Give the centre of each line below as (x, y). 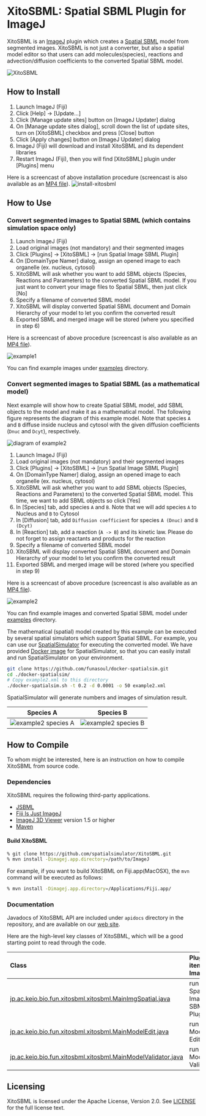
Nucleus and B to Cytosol (47, 514)
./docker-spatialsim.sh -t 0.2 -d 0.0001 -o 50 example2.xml (86, 686)
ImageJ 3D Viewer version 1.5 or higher (65, 820)
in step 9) (28, 571)
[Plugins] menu (35, 165)
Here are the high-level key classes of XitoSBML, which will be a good (95, 936)
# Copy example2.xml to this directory (58, 680)
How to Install (34, 92)
